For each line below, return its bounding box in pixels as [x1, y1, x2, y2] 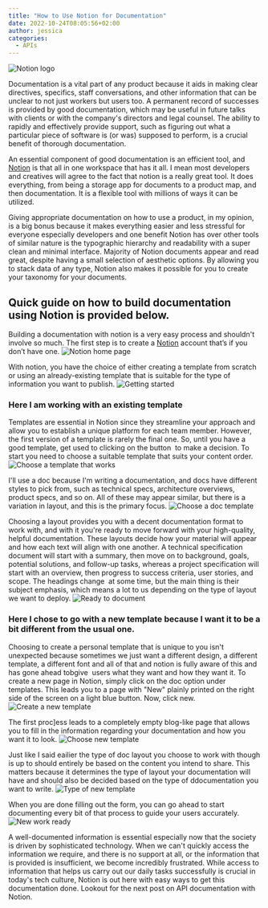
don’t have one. [8, 346, 60, 356]
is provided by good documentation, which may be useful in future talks [8, 105, 246, 115]
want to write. [8, 784, 54, 793]
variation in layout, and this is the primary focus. [8, 501, 167, 511]
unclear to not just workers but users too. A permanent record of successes [8, 96, 259, 106]
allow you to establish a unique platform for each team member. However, [8, 426, 252, 436]
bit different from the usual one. [8, 624, 135, 635]
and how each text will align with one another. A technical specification [8, 543, 243, 552]
